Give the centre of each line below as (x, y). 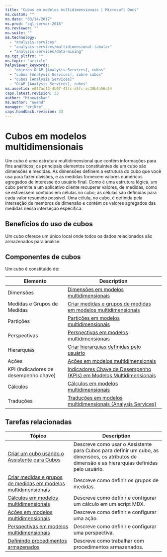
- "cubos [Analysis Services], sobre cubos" (56, 75)
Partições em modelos (94, 318)
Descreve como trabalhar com (109, 541)
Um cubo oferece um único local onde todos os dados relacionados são (79, 236)
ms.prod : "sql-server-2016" (34, 24)
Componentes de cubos (43, 257)
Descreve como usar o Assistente (113, 444)
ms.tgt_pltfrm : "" (24, 56)
